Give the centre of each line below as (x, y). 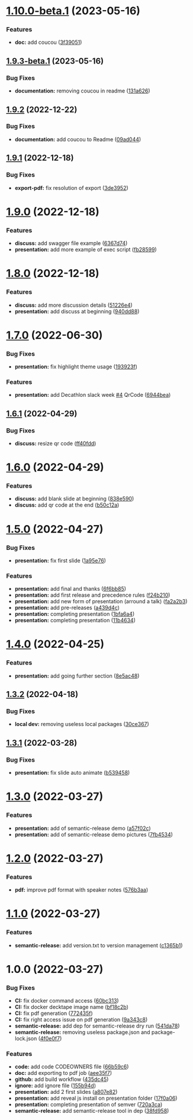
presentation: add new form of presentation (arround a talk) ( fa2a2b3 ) (101, 602)
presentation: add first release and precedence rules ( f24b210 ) (92, 595)
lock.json (26, 1039)
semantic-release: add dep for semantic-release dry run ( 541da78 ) (97, 1026)
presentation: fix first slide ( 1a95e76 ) (60, 560)
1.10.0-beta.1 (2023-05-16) (73, 11)
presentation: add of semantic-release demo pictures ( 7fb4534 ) (94, 834)
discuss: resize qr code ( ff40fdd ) (55, 443)
